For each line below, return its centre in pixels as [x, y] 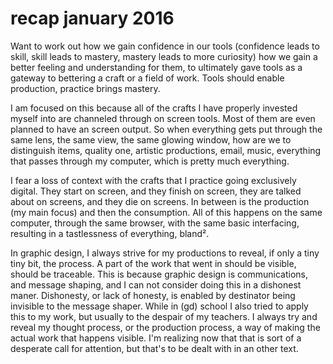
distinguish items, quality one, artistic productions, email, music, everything [166, 150]
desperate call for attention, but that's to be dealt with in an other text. [154, 348]
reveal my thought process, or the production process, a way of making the [165, 327]
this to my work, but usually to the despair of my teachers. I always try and [164, 316]
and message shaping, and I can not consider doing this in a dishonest [156, 284]
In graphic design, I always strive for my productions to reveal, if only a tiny [165, 253]
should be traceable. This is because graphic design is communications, [159, 274]
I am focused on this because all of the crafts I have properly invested [154, 108]
